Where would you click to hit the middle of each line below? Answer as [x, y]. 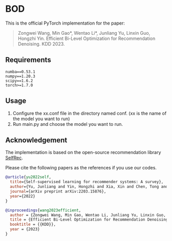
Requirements [28, 60]
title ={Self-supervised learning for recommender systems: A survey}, [87, 182]
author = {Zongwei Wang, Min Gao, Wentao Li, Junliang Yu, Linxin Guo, [88, 215]
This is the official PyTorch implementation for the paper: [65, 23]
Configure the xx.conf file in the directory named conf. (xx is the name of [90, 113]
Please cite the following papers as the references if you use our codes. [81, 168]
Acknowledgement [36, 140]
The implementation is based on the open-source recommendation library [83, 152]
